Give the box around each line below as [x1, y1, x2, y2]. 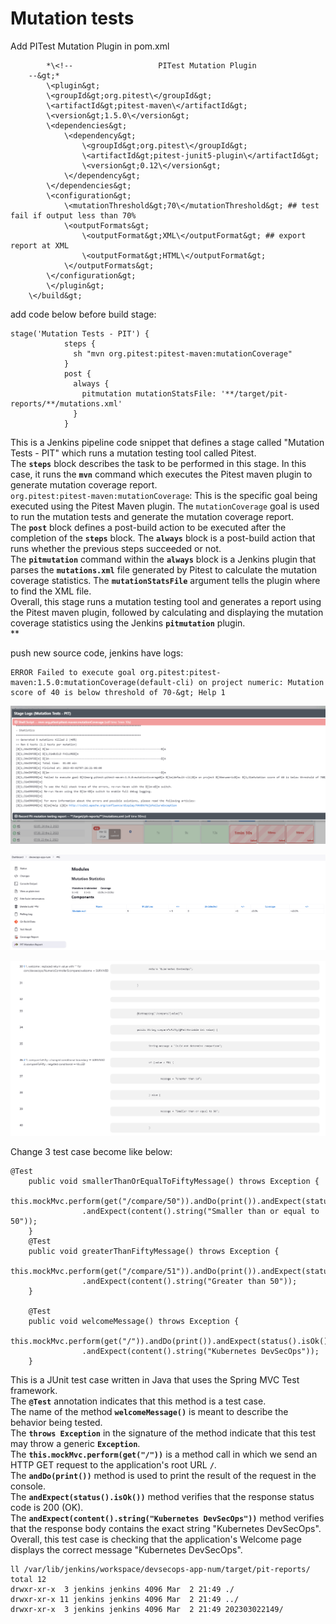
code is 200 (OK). [10, 1501, 84, 1513]
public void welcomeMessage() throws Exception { [28, 1316, 240, 1326]
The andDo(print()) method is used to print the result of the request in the [10, 1469, 317, 1481]
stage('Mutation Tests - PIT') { [10, 328, 150, 339]
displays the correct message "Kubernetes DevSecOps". [10, 1543, 243, 1556]
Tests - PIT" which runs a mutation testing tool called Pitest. [10, 447, 257, 459]
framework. [10, 1384, 58, 1396]
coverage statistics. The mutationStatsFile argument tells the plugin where [10, 574, 321, 586]
